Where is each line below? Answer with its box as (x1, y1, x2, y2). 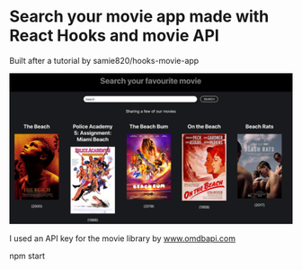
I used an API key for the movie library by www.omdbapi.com (9, 232, 236, 244)
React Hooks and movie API (9, 25, 220, 46)
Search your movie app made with (9, 6, 270, 27)
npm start (9, 250, 46, 261)
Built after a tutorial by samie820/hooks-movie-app (9, 55, 200, 66)
